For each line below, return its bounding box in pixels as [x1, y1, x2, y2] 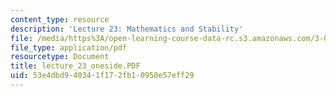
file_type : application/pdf [10, 42, 128, 53]
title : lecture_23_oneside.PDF [10, 61, 141, 71]
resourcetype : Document [10, 52, 110, 62]
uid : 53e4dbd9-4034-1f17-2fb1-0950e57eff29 [10, 71, 195, 81]
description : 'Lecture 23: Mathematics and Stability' [10, 24, 244, 34]
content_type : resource [10, 14, 110, 25]
